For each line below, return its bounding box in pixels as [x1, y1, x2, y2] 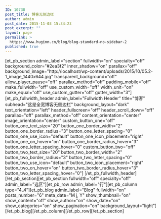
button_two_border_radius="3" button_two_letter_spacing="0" [5, 154, 132, 160]
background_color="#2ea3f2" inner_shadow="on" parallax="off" [5, 63, 137, 69]
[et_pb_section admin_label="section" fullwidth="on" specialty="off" [5, 57, 145, 63]
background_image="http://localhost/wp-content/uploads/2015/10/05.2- [5, 68, 153, 74]
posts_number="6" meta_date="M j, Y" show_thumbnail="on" [5, 192, 131, 198]
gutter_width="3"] [95, 89, 132, 95]
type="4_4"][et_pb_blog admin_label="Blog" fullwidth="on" [5, 187, 126, 193]
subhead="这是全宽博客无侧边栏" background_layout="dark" [5, 101, 129, 107]
